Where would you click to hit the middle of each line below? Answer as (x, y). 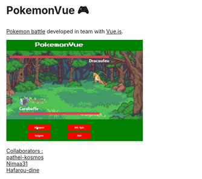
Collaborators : (25, 151)
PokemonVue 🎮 (48, 11)
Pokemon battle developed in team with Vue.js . (65, 31)
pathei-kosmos (25, 157)
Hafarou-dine (23, 170)
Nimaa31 (17, 163)
